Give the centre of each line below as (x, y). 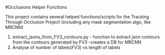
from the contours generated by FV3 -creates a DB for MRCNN (77, 42)
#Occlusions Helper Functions (36, 7)
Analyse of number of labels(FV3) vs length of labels (66, 47)
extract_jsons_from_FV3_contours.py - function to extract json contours (86, 37)
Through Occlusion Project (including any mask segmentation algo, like (78, 22)
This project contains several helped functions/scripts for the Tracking (77, 17)
